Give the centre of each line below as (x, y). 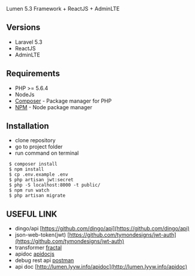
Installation (28, 126)
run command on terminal (47, 153)
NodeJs (25, 94)
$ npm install (26, 169)
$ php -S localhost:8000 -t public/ (55, 185)
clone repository (35, 140)
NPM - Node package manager (53, 107)
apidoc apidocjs (35, 254)
